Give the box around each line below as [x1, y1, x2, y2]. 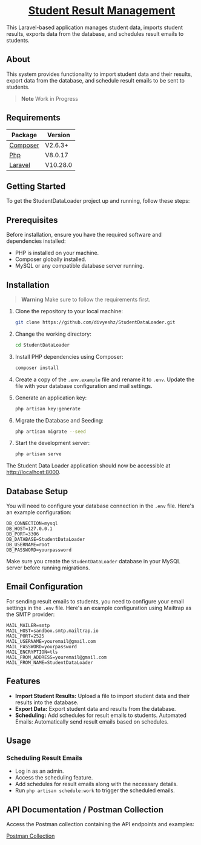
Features [6, 676, 41, 687]
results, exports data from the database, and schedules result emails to [6, 30, 184, 37]
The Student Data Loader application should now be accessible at [6, 462, 171, 469]
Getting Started [6, 181, 66, 191]
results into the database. [15, 699, 79, 706]
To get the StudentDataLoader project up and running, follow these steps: [6, 197, 190, 205]
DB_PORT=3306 [6, 531, 39, 537]
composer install [15, 365, 59, 371]
